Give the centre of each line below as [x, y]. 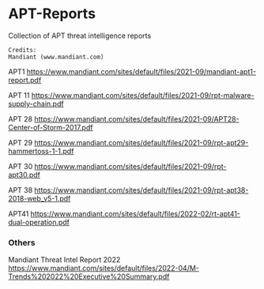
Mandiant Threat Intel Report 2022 [64, 260]
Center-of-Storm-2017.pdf [51, 127]
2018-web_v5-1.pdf [40, 198]
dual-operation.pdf [39, 222]
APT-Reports [52, 14]
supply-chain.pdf [36, 103]
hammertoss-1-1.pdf [41, 151]
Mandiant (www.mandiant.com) [56, 57]
